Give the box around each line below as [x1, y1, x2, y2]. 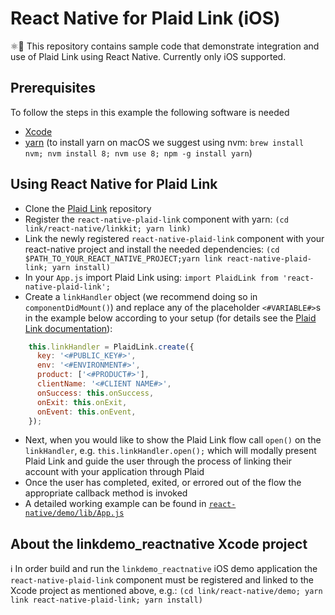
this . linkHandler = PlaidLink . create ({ [28, 342, 195, 352]
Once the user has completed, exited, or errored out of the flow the [24, 477, 302, 489]
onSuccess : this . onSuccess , [36, 388, 155, 398]
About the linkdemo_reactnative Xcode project [10, 535, 308, 552]
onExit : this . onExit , [36, 397, 128, 407]
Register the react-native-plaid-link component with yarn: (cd [24, 213, 289, 225]
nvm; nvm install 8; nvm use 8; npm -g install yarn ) [24, 147, 253, 159]
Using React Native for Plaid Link [10, 176, 218, 193]
